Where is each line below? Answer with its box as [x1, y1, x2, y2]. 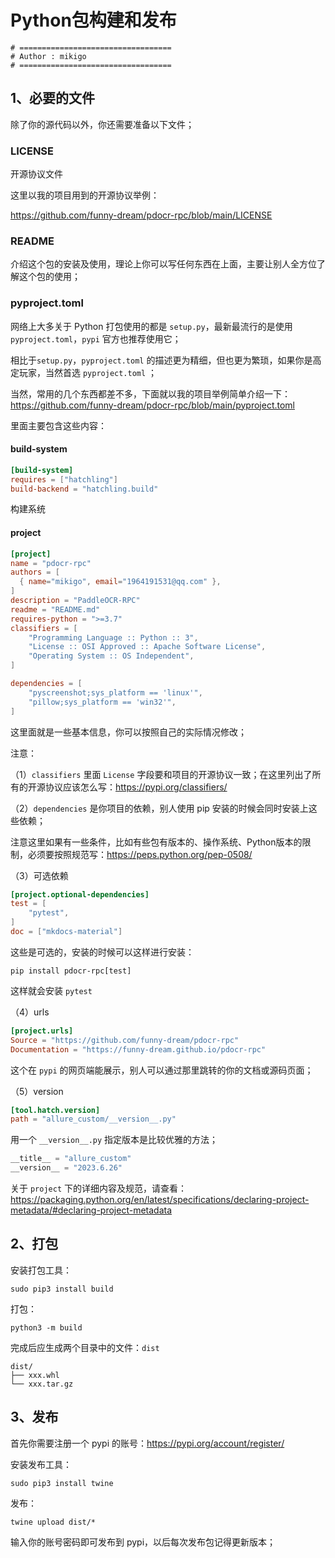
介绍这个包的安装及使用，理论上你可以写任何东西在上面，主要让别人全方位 [10, 258, 317, 270]
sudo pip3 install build [10, 1284, 114, 1294]
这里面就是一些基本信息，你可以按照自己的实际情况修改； [10, 726, 247, 738]
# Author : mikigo [10, 51, 87, 61]
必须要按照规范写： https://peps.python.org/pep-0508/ [27, 848, 253, 860]
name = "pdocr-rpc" [10, 558, 92, 568]
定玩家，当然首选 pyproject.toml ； [10, 366, 158, 378]
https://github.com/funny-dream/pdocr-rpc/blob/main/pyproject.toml [10, 399, 296, 411]
